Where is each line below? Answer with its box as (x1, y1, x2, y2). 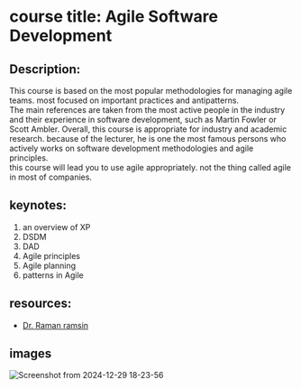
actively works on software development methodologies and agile (9, 143, 254, 153)
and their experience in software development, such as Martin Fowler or (9, 115, 277, 125)
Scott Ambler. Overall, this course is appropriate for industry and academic (9, 124, 287, 134)
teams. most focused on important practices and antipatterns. (9, 95, 240, 106)
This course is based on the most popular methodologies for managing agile (9, 86, 293, 96)
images (9, 346, 52, 362)
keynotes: (9, 198, 68, 213)
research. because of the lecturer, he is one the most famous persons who (9, 134, 287, 144)
